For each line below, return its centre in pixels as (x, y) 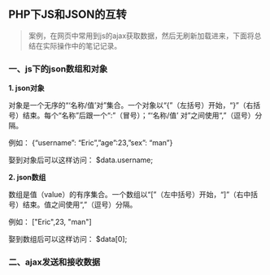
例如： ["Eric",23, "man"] (50, 222)
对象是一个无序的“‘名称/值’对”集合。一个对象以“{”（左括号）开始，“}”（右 (131, 105)
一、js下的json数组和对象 (58, 69)
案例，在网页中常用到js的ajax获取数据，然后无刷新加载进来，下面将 (141, 36)
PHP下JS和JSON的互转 (68, 15)
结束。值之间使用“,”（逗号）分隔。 (80, 204)
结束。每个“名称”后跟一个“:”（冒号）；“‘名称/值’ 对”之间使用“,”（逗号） (139, 115)
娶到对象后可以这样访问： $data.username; (81, 160)
